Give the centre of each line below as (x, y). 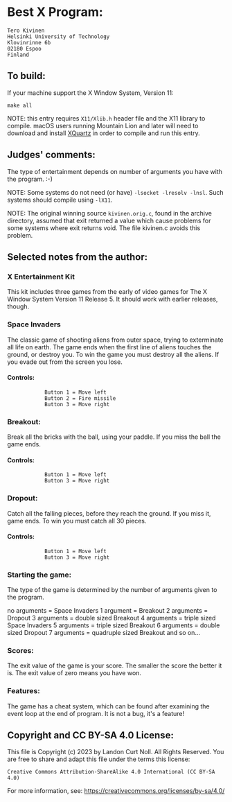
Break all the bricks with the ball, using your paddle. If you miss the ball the (114, 437)
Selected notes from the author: (77, 257)
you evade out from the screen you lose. (65, 362)
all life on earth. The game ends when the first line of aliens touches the (109, 347)
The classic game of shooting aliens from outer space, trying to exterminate (115, 340)
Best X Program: (55, 12)
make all (20, 105)
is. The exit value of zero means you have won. (74, 673)
